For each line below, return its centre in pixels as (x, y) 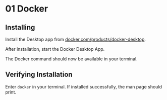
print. (11, 92)
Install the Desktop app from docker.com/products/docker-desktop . (76, 39)
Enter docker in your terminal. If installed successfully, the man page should (84, 86)
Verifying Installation (39, 75)
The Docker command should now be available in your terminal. (71, 59)
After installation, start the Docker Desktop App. (55, 49)
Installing (20, 27)
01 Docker (27, 9)
